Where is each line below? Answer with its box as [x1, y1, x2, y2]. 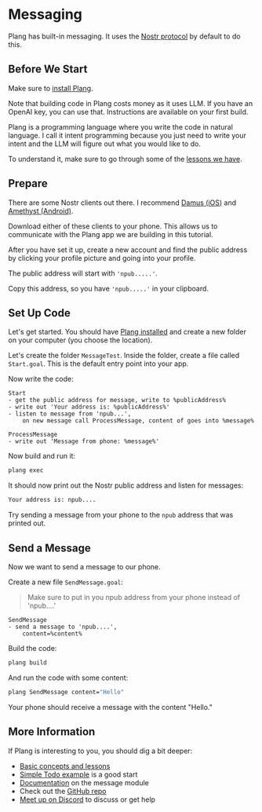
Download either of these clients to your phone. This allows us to [8, 221, 218, 231]
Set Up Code [8, 306, 71, 320]
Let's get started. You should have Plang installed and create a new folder [8, 327, 247, 337]
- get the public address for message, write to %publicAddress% [8, 397, 226, 404]
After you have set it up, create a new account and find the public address [8, 245, 248, 254]
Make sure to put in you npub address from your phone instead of [27, 592, 241, 602]
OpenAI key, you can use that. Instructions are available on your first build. [8, 107, 249, 116]
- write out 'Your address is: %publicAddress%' [8, 403, 170, 411]
